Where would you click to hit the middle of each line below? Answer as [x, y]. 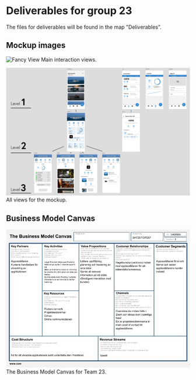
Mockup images [36, 45]
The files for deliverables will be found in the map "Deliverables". [84, 27]
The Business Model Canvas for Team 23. [56, 372]
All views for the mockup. [36, 200]
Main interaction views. [69, 59]
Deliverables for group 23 [69, 11]
